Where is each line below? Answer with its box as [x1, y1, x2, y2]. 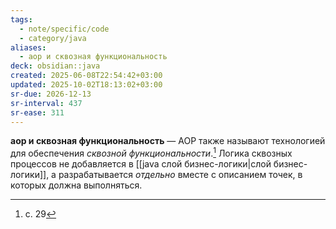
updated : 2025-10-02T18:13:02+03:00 [10, 80, 163, 90]
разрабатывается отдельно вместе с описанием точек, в [58, 169, 303, 181]
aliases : [10, 42, 47, 53]
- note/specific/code [19, 24, 110, 34]
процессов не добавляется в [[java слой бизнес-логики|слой [10, 158, 272, 170]
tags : [10, 14, 33, 25]
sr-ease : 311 [10, 107, 65, 118]
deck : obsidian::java [10, 61, 101, 71]
